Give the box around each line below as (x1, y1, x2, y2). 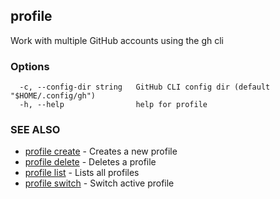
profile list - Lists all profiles (24, 167, 140, 179)
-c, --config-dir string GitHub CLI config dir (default (19, 82, 271, 93)
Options (10, 59, 50, 73)
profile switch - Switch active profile (24, 177, 175, 189)
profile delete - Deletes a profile (24, 156, 157, 168)
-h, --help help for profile (19, 100, 208, 110)
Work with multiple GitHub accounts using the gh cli (10, 34, 224, 46)
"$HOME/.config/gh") (10, 91, 97, 101)
